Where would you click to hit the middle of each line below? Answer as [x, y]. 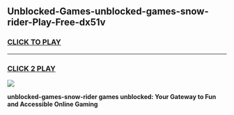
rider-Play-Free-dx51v [56, 23]
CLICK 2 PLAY [31, 68]
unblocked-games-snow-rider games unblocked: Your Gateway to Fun [112, 96]
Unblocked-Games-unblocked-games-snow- [108, 11]
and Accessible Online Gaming [53, 104]
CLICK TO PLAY [34, 43]
